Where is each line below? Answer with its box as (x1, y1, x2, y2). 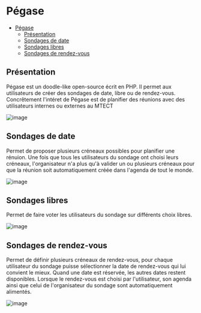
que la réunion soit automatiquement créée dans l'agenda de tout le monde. (6, 166, 194, 174)
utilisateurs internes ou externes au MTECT (6, 102, 113, 109)
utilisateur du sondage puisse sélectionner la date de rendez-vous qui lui (6, 263, 186, 270)
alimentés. (6, 288, 32, 296)
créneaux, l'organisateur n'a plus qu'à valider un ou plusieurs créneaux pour (6, 160, 195, 167)
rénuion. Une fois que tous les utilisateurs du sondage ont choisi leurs (6, 153, 179, 160)
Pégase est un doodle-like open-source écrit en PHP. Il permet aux (6, 83, 172, 90)
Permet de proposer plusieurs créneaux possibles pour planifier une (6, 147, 175, 154)
